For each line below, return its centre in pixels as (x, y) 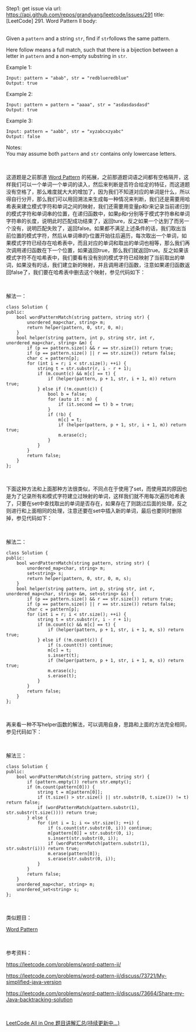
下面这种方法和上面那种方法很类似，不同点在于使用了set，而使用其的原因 (94, 489)
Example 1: (19, 67)
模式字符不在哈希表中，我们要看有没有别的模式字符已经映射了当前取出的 (93, 258)
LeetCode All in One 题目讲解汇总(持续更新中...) (63, 1023)
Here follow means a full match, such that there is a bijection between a (92, 50)
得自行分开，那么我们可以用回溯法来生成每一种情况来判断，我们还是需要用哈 (98, 199)
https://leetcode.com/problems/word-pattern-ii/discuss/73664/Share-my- (95, 993)
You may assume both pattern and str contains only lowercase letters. (91, 154)
